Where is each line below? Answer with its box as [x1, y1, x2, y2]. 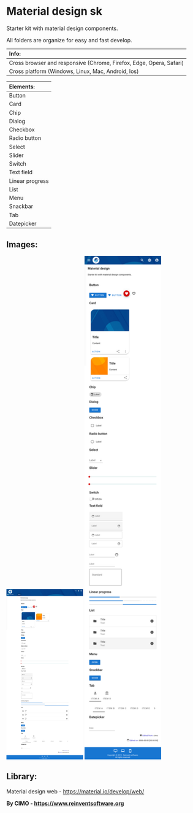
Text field [9, 169, 32, 176]
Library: [6, 771, 37, 782]
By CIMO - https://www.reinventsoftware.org [6, 800, 124, 807]
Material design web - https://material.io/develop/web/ [6, 787, 145, 795]
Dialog [9, 117, 26, 125]
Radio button [9, 134, 42, 142]
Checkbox [9, 126, 35, 133]
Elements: [9, 83, 36, 90]
